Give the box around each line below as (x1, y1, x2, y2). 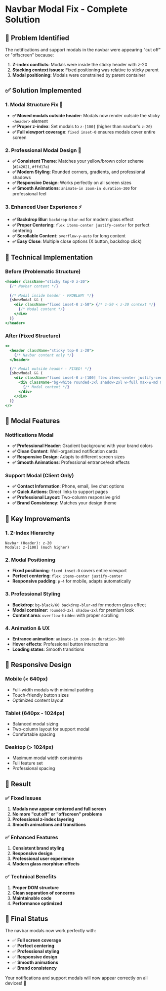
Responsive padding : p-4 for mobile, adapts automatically (12, 578, 131, 584)
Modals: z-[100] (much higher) (5, 545, 70, 550)
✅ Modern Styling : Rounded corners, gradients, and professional (12, 169, 146, 175)
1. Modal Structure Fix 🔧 (5, 101, 63, 108)
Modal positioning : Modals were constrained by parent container (12, 72, 146, 78)
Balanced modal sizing (12, 721, 59, 726)
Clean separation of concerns (12, 890, 75, 896)
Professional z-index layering (12, 816, 75, 822)
